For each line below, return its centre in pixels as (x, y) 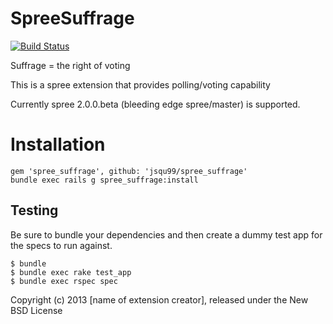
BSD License (36, 310)
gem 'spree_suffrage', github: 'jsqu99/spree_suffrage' (129, 171)
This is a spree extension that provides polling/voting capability (140, 84)
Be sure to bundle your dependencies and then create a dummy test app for (166, 234)
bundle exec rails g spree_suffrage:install (104, 180)
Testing (34, 210)
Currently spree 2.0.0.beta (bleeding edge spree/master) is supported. (155, 104)
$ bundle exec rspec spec (64, 281)
